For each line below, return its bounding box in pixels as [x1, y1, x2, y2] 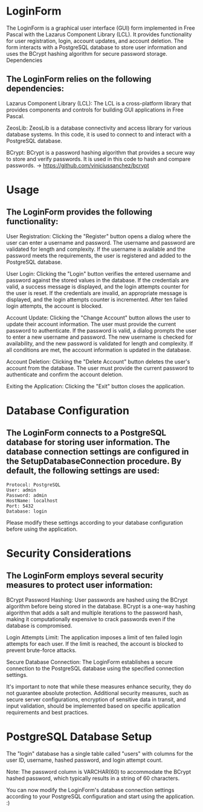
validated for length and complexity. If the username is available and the [6, 245, 185, 253]
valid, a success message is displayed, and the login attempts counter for [6, 283, 189, 290]
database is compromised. [6, 622, 72, 629]
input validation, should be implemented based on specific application [6, 702, 181, 710]
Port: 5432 [6, 503, 34, 509]
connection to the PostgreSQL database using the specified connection [6, 665, 184, 672]
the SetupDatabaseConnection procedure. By [6, 456, 182, 467]
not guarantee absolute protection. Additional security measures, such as [6, 689, 189, 696]
